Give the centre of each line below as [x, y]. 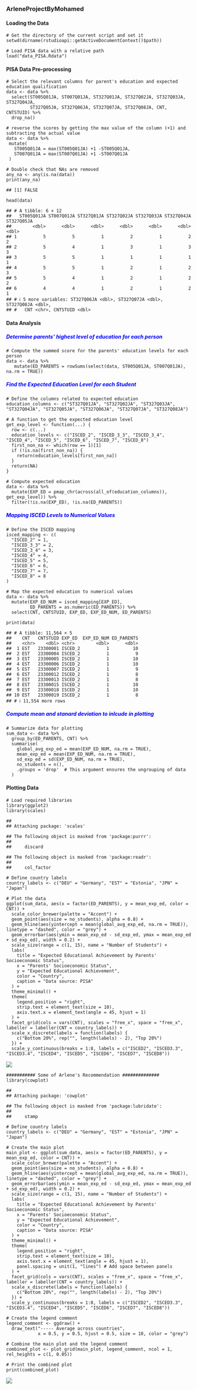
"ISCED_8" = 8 [29, 576]
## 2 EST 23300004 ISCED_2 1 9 [72, 654]
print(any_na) [24, 180]
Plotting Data [22, 788]
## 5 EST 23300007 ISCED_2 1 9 [72, 669]
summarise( [25, 743]
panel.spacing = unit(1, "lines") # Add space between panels [95, 1266]
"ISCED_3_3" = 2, [33, 545]
